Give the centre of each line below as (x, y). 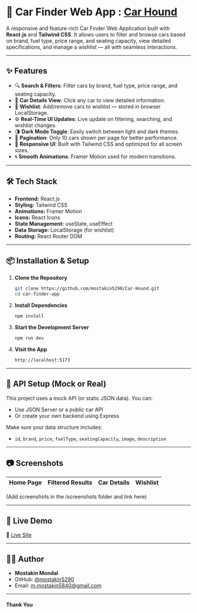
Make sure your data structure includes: (54, 427)
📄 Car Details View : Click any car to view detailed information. (90, 100)
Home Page (26, 483)
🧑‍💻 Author (25, 559)
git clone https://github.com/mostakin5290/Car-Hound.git (87, 289)
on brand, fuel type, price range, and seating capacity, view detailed (89, 41)
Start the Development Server (52, 327)
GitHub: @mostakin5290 (44, 579)
